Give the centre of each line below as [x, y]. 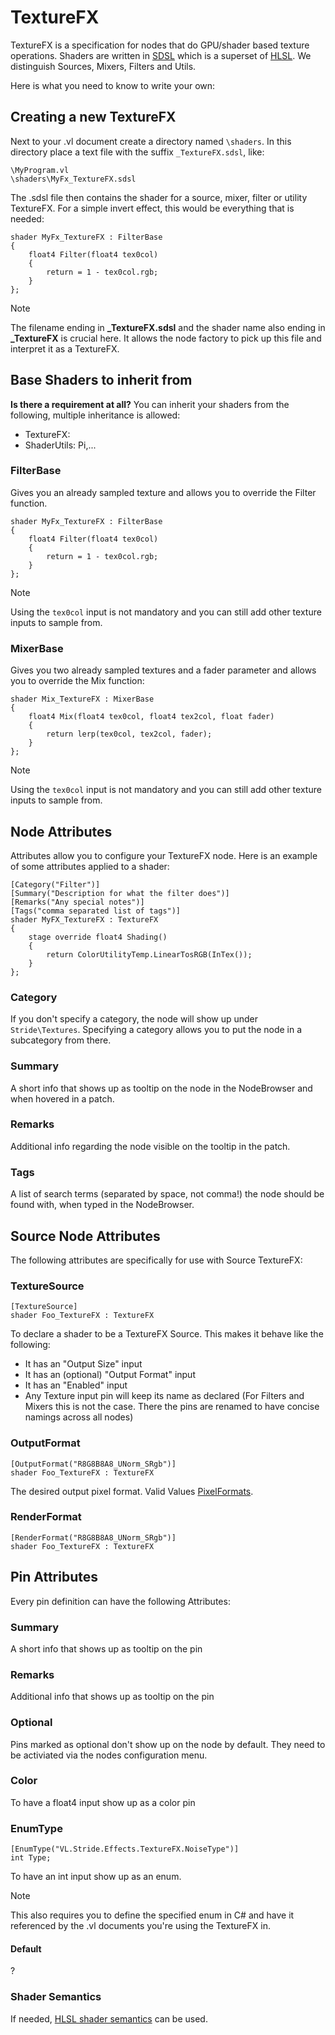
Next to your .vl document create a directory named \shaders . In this [151, 141]
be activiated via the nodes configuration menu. [109, 1755]
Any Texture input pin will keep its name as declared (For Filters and [164, 1396]
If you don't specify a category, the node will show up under [134, 1019]
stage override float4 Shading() [98, 937]
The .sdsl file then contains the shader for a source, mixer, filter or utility [159, 197]
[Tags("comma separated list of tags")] [96, 911]
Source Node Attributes [85, 1236]
